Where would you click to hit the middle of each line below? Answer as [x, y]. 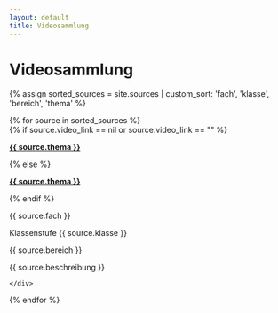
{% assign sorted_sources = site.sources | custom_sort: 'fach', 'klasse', [139, 94]
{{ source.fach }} [40, 216]
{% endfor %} [35, 300]
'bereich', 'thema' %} [48, 104]
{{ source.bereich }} [46, 250]
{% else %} [30, 164]
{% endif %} [32, 199]
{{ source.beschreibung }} [57, 268]
